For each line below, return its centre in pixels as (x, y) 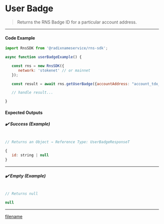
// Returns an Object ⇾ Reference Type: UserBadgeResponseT (68, 142)
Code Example (20, 38)
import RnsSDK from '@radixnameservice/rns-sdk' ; (57, 48)
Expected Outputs (24, 112)
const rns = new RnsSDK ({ (38, 66)
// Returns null (21, 194)
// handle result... (32, 93)
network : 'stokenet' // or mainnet (54, 70)
